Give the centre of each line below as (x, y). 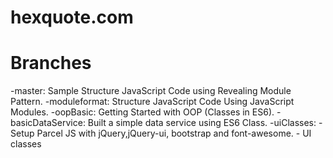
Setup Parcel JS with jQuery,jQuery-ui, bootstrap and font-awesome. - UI (161, 133)
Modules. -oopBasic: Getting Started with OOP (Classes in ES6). (142, 112)
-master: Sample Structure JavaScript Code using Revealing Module (151, 91)
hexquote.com (72, 17)
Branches (51, 63)
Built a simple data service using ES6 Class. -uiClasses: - (205, 123)
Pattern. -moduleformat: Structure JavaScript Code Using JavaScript (152, 102)
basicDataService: (48, 123)
